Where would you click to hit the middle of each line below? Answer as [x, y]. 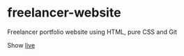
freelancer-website [64, 13]
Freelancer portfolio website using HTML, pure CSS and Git [92, 32]
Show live [21, 45]
